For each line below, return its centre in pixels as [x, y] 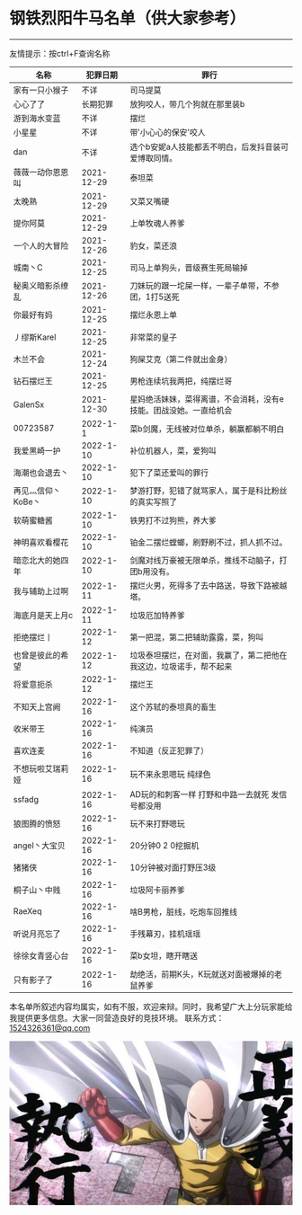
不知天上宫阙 [37, 706]
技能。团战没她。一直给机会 [181, 411]
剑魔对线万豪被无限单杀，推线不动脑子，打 [209, 560]
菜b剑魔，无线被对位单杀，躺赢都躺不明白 [207, 429]
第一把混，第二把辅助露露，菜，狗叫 [197, 637]
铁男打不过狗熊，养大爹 [173, 520]
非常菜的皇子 [154, 337]
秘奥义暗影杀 [37, 286]
